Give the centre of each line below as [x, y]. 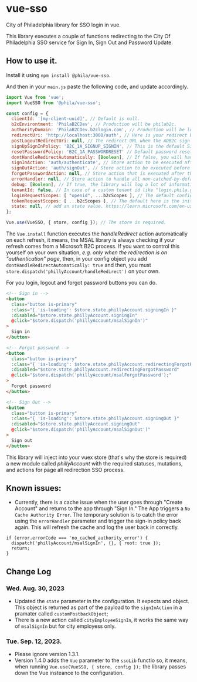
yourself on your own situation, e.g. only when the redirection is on [87, 252]
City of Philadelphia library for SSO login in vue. [64, 25]
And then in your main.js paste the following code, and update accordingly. [97, 87]
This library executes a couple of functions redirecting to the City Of [89, 36]
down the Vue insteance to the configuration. [69, 673]
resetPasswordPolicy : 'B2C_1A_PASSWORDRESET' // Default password [94, 152]
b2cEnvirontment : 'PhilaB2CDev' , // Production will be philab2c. [94, 124]
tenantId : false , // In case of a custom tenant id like [82, 190]
